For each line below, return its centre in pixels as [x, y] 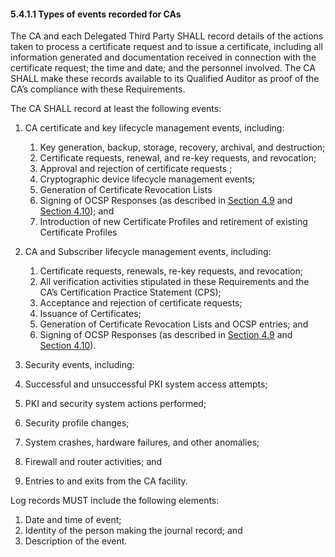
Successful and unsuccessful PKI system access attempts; [146, 384]
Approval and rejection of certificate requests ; [136, 169]
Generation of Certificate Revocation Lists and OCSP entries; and [174, 324]
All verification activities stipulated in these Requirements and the [174, 282]
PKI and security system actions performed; [115, 404]
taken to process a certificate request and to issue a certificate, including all [166, 47]
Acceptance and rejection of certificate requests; [141, 303]
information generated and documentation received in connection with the [163, 57]
